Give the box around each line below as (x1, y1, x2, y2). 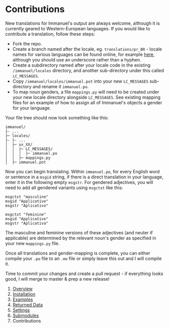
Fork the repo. (12, 40, 42, 46)
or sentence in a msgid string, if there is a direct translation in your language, (5, 174, 164, 180)
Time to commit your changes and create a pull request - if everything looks (5, 271, 163, 277)
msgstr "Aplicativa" (5, 221, 49, 226)
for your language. (12, 105, 51, 111)
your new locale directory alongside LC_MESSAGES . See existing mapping (12, 94, 160, 100)
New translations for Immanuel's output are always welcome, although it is (5, 20, 160, 26)
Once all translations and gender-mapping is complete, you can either (5, 250, 150, 256)
